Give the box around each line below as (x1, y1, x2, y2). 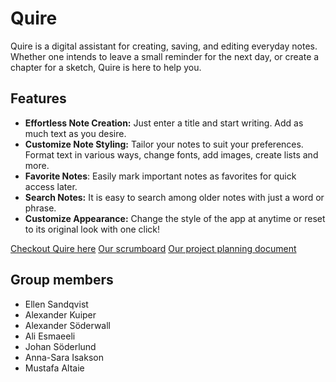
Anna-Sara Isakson (24, 351, 104, 363)
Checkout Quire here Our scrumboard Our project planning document (10, 242, 297, 254)
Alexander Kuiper (24, 308, 97, 321)
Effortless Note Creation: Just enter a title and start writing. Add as (24, 117, 304, 129)
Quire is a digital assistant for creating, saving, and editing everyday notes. (10, 40, 318, 52)
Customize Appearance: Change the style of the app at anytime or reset (24, 212, 326, 224)
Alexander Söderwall (24, 319, 112, 331)
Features (10, 90, 67, 107)
